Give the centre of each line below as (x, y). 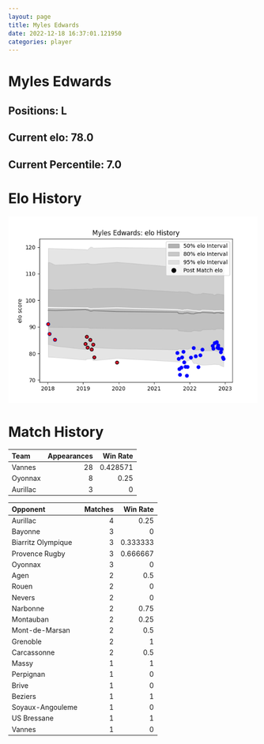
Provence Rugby (38, 554)
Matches (99, 509)
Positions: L (38, 111)
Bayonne (26, 532)
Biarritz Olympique (42, 543)
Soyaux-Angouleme (44, 708)
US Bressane (32, 718)
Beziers (24, 696)
